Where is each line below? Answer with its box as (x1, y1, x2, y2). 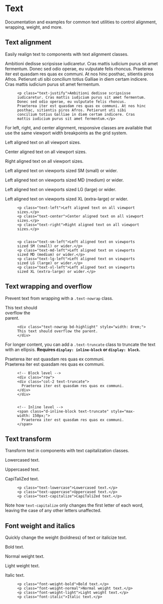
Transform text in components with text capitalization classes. (5, 448, 129, 454)
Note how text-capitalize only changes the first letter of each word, (5, 502, 144, 508)
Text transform (5, 435, 52, 443)
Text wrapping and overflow (5, 283, 92, 291)
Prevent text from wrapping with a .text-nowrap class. (5, 295, 113, 301)
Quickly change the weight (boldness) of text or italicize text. (5, 534, 127, 540)
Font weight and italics (5, 521, 75, 530)
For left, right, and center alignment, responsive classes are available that (5, 124, 152, 130)
